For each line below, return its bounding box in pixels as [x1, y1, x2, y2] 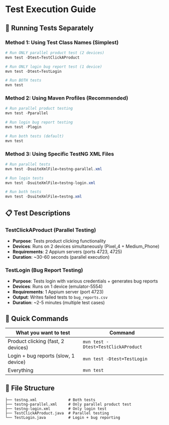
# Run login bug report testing [5, 120, 73, 125]
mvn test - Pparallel [5, 111, 49, 116]
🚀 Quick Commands [5, 314, 69, 323]
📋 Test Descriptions [5, 209, 70, 217]
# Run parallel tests [5, 162, 51, 167]
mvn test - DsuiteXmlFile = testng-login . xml [5, 180, 96, 185]
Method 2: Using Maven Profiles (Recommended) [5, 95, 128, 102]
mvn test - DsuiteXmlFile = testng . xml [5, 194, 82, 199]
